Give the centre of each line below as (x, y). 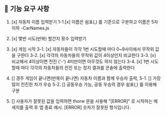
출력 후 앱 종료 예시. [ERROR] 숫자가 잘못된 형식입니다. (78, 107)
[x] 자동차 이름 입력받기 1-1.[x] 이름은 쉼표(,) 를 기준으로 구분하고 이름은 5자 (84, 22)
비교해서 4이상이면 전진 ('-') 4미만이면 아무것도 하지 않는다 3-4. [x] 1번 (80, 61)
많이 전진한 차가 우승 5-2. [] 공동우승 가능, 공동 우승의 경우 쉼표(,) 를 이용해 (84, 84)
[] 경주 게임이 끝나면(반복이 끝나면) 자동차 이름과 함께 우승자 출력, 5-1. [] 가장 (86, 78)
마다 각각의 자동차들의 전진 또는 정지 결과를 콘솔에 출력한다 (78, 67)
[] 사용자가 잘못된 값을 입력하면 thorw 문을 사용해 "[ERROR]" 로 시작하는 (82, 101)
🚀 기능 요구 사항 (27, 9)
